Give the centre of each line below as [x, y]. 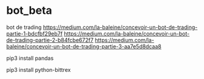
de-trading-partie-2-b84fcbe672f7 [50, 40]
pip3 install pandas [30, 58]
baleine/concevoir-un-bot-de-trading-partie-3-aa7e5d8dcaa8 [84, 46]
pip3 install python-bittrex [39, 69]
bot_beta [29, 11]
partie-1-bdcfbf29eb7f [34, 33]
